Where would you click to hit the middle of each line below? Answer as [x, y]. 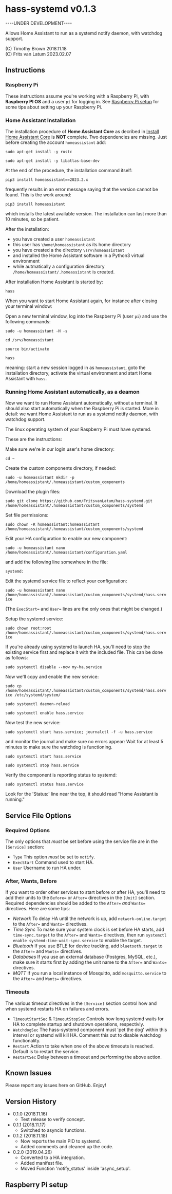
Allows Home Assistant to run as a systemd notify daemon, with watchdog [84, 33]
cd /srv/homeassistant [30, 340]
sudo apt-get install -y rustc [39, 152]
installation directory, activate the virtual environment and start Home [79, 373]
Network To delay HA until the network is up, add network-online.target [90, 919]
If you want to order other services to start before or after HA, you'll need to [85, 892]
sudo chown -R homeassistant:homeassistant [53, 525]
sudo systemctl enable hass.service [44, 713]
